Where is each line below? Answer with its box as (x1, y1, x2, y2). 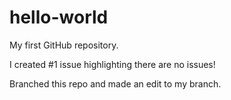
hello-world (9, 6, 109, 29)
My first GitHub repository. (9, 39, 119, 51)
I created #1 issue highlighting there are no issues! (9, 58, 216, 70)
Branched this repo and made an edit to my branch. (9, 77, 222, 90)
